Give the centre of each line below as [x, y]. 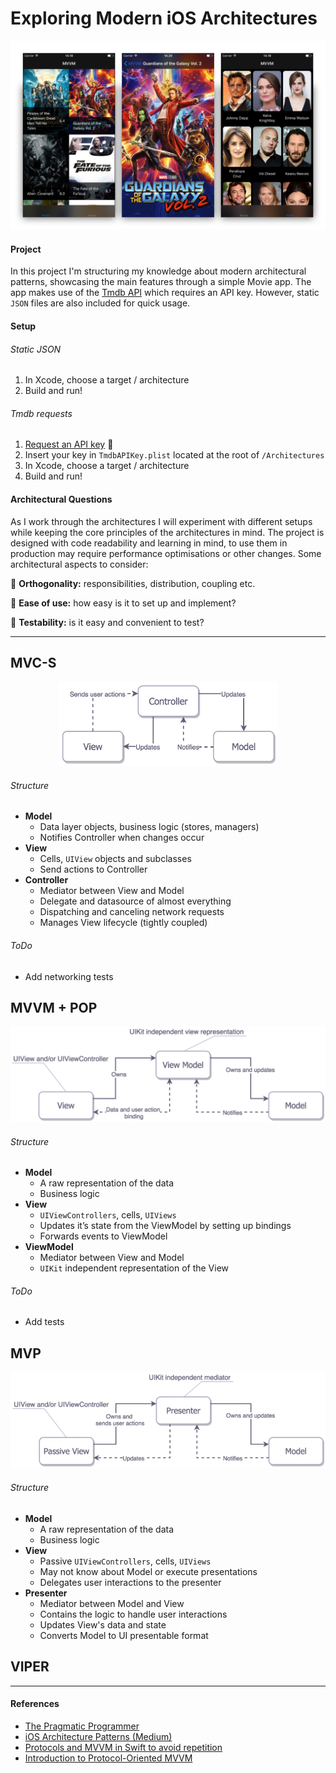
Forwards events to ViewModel [103, 1236]
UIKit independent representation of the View [134, 1268]
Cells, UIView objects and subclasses [115, 859]
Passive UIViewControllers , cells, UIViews [125, 1561]
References [35, 1704]
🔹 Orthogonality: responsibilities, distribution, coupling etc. [133, 583]
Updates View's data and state [103, 1625]
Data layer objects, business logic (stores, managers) [149, 827]
